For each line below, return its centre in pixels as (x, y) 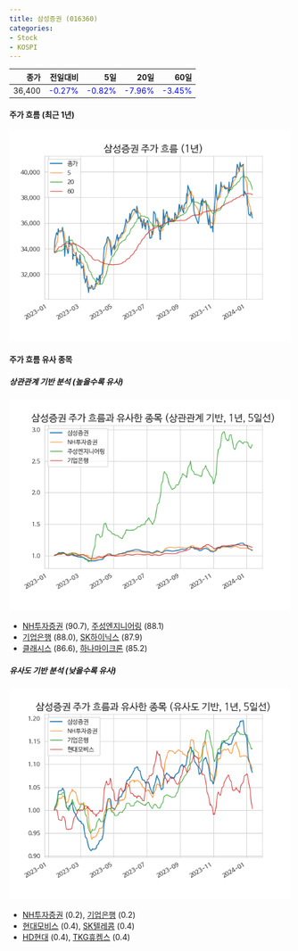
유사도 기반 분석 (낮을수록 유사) (63, 670)
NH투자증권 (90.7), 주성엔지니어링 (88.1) (93, 626)
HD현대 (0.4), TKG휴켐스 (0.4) (76, 938)
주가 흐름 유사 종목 (41, 360)
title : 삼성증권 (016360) (54, 19)
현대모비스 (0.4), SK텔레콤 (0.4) (79, 926)
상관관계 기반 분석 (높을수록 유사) (66, 381)
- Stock (24, 37)
